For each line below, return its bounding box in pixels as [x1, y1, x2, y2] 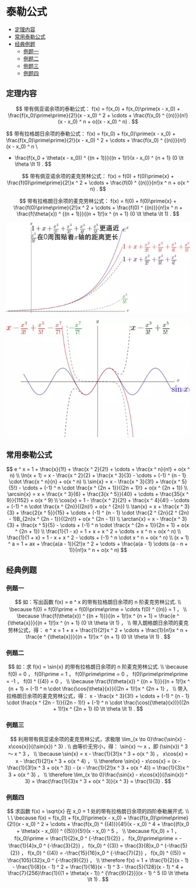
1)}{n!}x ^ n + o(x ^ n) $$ [69, 547, 127, 554]
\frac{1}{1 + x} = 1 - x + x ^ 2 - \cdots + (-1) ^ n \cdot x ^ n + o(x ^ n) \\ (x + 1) [6, 534, 190, 541]
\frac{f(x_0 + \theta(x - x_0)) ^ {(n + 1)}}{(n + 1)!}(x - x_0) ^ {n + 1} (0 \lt [14, 154, 184, 161]
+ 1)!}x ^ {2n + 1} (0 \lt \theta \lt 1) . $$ [52, 705, 143, 712]
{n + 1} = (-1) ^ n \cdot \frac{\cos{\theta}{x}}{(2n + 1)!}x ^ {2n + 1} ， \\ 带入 [8, 685, 188, 692]
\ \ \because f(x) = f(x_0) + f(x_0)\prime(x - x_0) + [7, 814, 127, 821]
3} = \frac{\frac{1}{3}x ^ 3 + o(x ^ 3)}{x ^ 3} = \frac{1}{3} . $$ [24, 777, 171, 784]
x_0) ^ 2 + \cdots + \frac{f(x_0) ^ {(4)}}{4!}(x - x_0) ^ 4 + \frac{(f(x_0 [25, 821, 190, 828]
